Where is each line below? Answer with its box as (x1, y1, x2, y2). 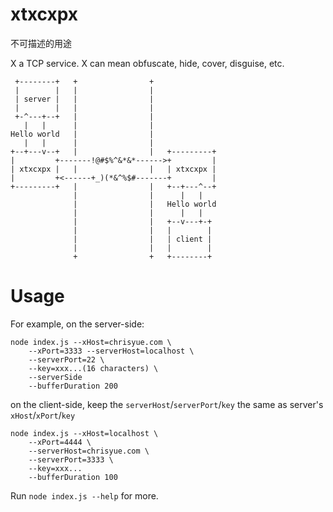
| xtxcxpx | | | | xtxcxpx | (10, 164, 217, 174)
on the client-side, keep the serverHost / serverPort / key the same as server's (10, 398, 324, 410)
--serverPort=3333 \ (28, 454, 114, 465)
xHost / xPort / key (10, 409, 76, 421)
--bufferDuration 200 (28, 381, 118, 391)
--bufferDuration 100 (28, 472, 118, 482)
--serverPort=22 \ (28, 354, 105, 365)
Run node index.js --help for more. (10, 489, 159, 502)
